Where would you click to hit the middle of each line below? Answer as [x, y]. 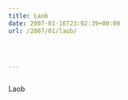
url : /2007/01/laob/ [43, 31]
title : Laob [28, 16]
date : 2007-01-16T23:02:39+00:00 [64, 23]
